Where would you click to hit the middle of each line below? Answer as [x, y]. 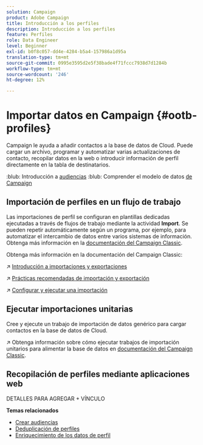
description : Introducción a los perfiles [61, 29]
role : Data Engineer [33, 40]
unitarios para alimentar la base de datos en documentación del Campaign [100, 349]
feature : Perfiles [29, 35]
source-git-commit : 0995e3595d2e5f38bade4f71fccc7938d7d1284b [87, 63]
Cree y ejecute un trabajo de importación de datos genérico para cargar [96, 324]
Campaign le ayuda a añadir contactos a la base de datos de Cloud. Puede [100, 145]
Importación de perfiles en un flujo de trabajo [94, 202]
